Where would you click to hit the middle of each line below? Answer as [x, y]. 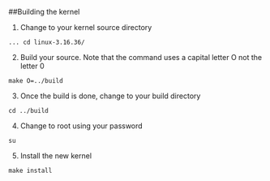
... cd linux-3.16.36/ [47, 42]
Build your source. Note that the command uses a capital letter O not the [141, 57]
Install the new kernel [56, 156]
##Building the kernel [44, 12]
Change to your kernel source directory [86, 27]
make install [30, 170]
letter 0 [32, 66]
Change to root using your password [81, 126]
